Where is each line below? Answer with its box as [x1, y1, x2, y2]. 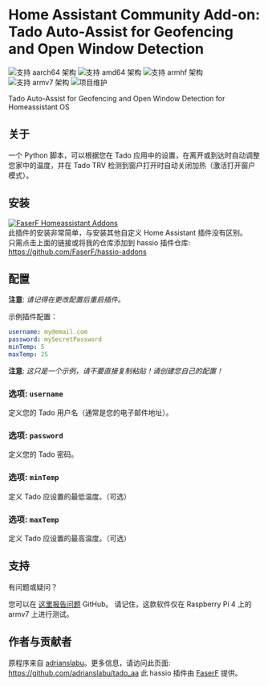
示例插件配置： [8, 312, 58, 322]
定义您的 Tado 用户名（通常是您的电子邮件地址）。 [8, 408, 173, 417]
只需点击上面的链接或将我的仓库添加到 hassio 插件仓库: [8, 237, 191, 247]
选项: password [8, 430, 64, 442]
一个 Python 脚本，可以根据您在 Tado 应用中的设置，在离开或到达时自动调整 [8, 150, 261, 160]
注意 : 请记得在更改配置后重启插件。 [8, 295, 125, 305]
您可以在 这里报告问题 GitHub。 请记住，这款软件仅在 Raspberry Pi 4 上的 [8, 599, 252, 609]
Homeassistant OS [8, 102, 70, 112]
